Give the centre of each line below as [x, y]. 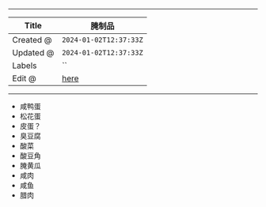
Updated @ [33, 53]
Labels [25, 66]
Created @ [32, 40]
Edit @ [25, 78]
